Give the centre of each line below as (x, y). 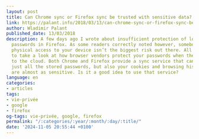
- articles (20, 89)
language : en (22, 77)
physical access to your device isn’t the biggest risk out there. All (102, 50)
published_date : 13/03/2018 (41, 34)
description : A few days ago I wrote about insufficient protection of (96, 39)
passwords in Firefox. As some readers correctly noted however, (94, 45)
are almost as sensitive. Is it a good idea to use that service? (95, 72)
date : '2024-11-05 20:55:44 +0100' (50, 127)
